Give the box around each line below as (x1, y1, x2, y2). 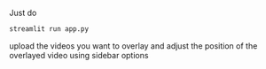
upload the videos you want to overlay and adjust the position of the (9, 40, 258, 51)
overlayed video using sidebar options (9, 50, 149, 60)
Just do (9, 8, 37, 18)
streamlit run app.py (9, 25, 90, 34)
